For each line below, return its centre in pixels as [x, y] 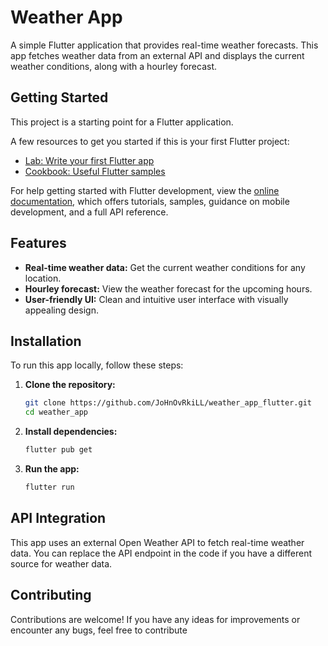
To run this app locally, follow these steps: [97, 365]
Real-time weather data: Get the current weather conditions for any [165, 267]
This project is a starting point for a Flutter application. [122, 122]
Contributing [51, 595]
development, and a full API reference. [89, 212]
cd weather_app [56, 412]
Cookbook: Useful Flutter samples [95, 171]
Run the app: [52, 469]
